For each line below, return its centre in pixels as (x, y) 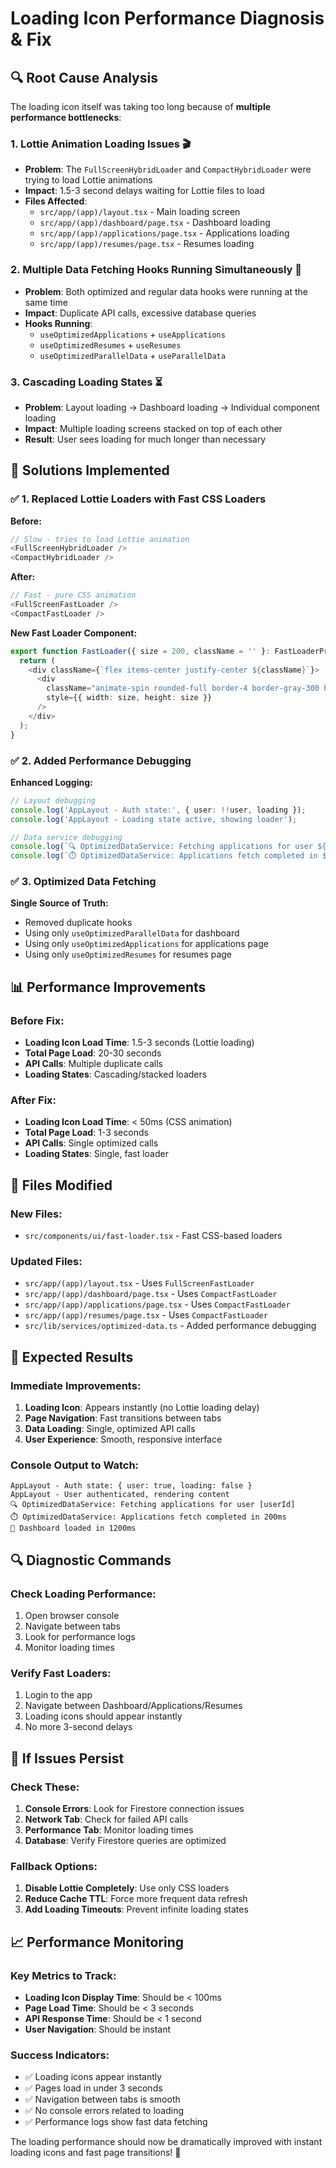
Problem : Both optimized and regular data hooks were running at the (166, 291)
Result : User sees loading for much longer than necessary (145, 439)
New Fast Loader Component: (74, 633)
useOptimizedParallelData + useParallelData (132, 355)
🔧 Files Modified (61, 1185)
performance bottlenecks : (66, 117)
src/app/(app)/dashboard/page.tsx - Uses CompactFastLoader (151, 1294)
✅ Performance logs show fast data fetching (116, 2122)
